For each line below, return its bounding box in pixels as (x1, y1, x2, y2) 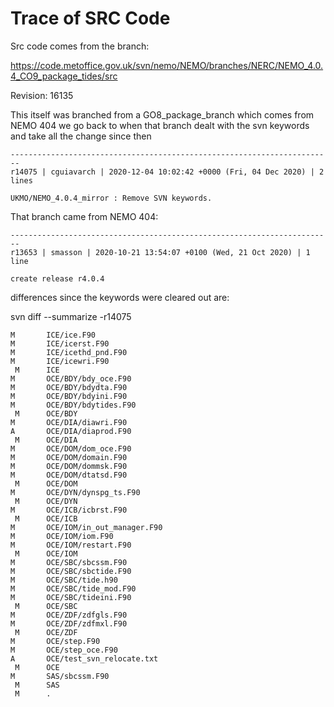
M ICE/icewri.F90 (10, 356, 110, 366)
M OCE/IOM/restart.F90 (10, 540, 132, 550)
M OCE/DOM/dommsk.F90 (10, 461, 128, 471)
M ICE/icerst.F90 (10, 338, 110, 349)
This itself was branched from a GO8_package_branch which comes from (10, 108, 315, 121)
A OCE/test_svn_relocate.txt (10, 653, 159, 664)
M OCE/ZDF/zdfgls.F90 (10, 610, 128, 620)
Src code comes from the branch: (10, 40, 150, 52)
